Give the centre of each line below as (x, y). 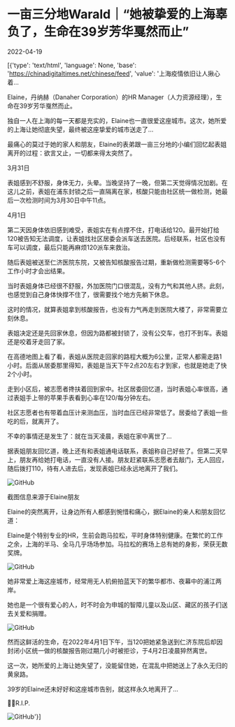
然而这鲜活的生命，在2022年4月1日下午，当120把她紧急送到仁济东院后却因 (115, 642)
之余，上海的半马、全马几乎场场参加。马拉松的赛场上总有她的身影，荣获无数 (117, 544)
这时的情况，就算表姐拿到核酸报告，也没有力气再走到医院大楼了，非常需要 (114, 309)
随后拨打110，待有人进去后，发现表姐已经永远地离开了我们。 (94, 468)
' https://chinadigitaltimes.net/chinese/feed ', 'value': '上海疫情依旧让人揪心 (114, 73)
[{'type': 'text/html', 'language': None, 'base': (72, 65)
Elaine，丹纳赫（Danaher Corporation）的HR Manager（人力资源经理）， (112, 97)
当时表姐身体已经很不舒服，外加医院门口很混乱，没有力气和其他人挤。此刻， (117, 286)
